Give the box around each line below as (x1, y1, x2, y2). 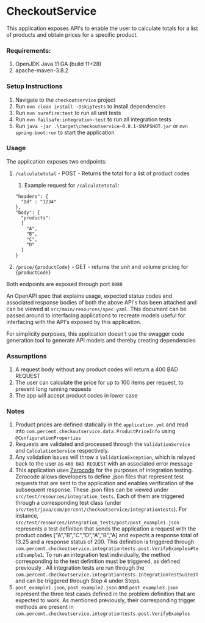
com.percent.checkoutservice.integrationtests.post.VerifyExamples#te (15, 546, 199, 552)
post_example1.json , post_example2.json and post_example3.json (15, 584, 179, 591)
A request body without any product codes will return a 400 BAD (15, 366, 179, 373)
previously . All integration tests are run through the (15, 564, 145, 572)
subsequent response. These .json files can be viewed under (15, 486, 169, 494)
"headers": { (15, 193, 49, 200)
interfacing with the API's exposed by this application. (6, 318, 142, 325)
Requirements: (6, 46, 51, 55)
